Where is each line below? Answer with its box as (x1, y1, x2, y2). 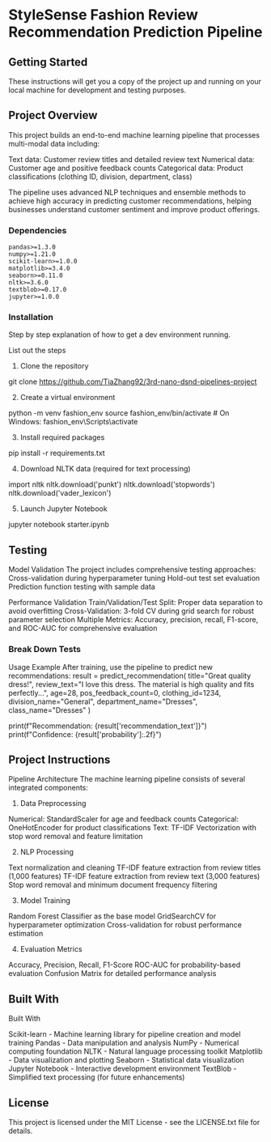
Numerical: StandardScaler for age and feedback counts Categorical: (8, 814, 239, 824)
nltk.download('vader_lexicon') (8, 488, 112, 498)
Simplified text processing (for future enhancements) (8, 1072, 185, 1082)
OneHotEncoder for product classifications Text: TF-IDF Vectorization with (8, 823, 256, 833)
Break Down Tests (8, 644, 82, 655)
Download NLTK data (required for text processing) (19, 464, 192, 474)
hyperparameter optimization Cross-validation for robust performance (8, 920, 243, 930)
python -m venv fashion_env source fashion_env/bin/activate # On (8, 408, 230, 418)
